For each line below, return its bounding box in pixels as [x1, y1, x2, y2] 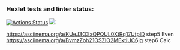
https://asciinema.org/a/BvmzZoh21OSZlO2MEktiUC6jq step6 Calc [6, 37, 171, 44]
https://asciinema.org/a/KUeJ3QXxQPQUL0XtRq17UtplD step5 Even [6, 30, 174, 37]
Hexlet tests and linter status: [6, 5, 94, 13]
